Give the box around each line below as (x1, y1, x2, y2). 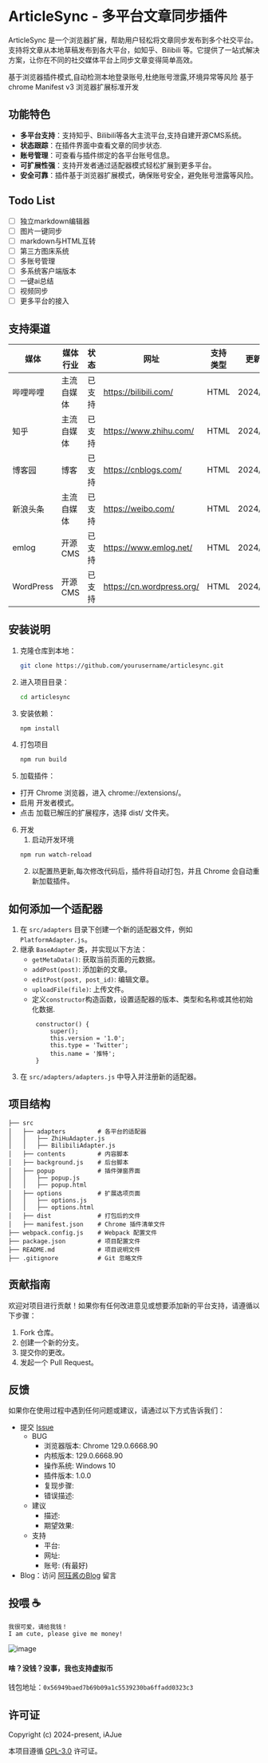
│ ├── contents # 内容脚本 (8, 1150, 129, 1158)
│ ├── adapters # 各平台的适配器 (8, 1127, 147, 1136)
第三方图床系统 (19, 246, 69, 255)
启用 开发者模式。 (19, 798, 78, 808)
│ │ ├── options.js (8, 1196, 88, 1204)
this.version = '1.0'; (49, 1034, 125, 1042)
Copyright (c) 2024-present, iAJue (8, 1729, 122, 1740)
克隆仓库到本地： (19, 646, 77, 655)
